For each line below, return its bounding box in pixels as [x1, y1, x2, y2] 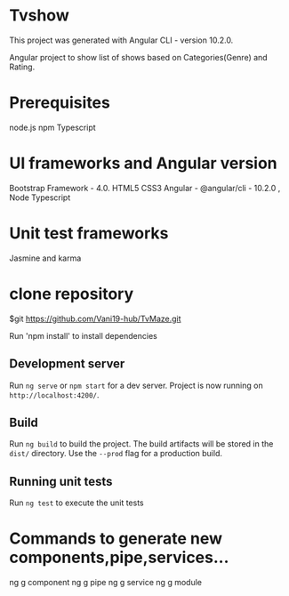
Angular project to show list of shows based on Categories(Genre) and [9, 52, 269, 62]
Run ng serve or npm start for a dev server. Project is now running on [9, 380, 264, 391]
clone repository [9, 284, 134, 303]
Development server [9, 357, 125, 372]
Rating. [9, 61, 36, 72]
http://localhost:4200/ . [9, 389, 100, 400]
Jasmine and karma [9, 253, 82, 263]
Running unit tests [9, 473, 113, 489]
